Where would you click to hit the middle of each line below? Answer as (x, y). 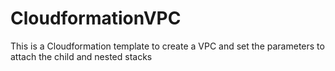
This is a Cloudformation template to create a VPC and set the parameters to (167, 46)
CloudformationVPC (96, 18)
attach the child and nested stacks (81, 56)
